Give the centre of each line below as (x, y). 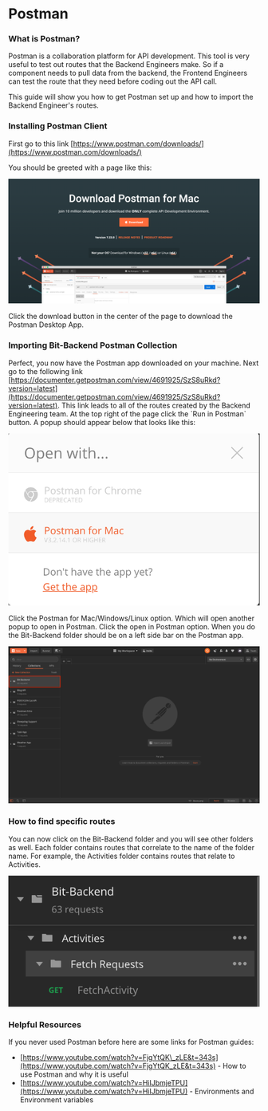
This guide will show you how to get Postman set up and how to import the (131, 97)
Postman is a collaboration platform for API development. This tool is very (129, 56)
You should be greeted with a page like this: (80, 167)
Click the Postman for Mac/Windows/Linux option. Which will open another (132, 618)
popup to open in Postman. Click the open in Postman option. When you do (132, 627)
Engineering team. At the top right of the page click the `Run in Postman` (127, 414)
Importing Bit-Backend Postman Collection (93, 345)
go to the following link (46, 371)
